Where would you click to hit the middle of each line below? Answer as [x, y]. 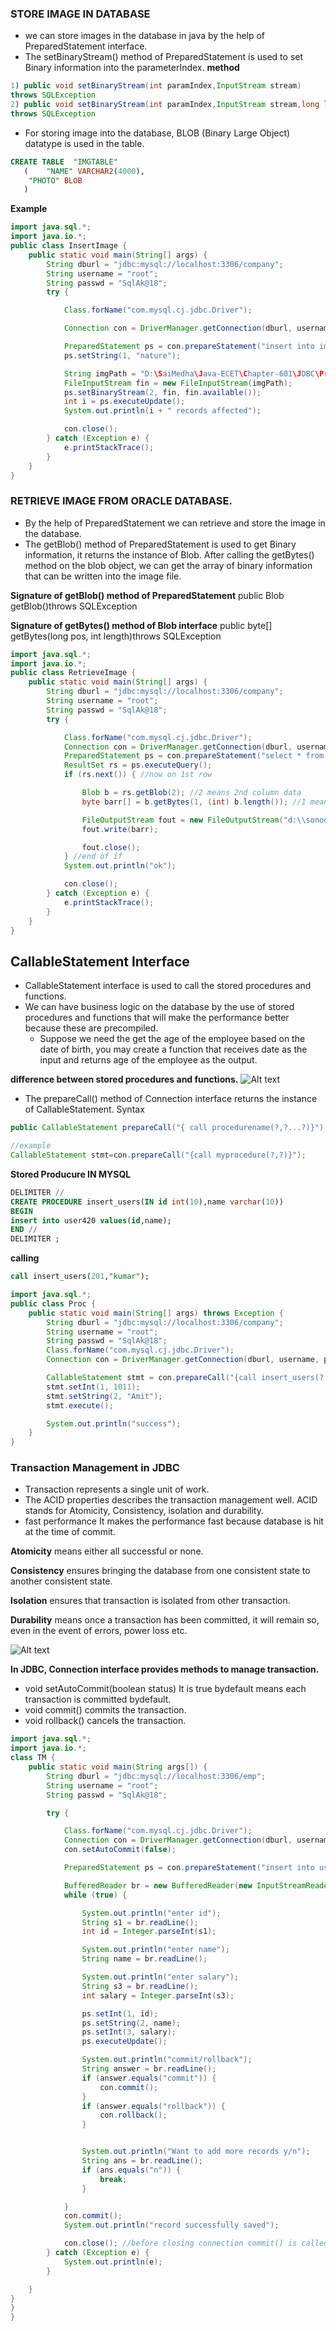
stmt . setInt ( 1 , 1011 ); [93, 1387]
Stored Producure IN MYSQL [71, 1174]
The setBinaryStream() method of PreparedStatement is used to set [164, 57]
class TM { [33, 1758]
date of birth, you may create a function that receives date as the [173, 1049]
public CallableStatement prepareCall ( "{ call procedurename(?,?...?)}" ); [169, 1128]
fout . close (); [111, 847]
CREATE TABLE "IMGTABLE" [64, 162]
